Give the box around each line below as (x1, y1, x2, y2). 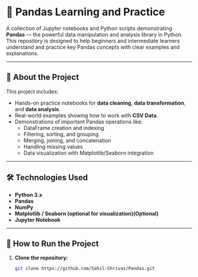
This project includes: (6, 88, 59, 95)
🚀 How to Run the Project (6, 238, 99, 249)
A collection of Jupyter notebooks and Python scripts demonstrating (6, 25, 173, 32)
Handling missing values (23, 143, 83, 150)
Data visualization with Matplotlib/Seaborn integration (23, 149, 154, 156)
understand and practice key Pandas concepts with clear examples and (6, 44, 180, 51)
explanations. (6, 49, 39, 56)
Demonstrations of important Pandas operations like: (14, 118, 143, 125)
